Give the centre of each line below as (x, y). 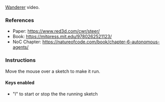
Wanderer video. (22, 7)
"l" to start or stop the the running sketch (55, 94)
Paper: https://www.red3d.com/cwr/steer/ (56, 31)
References (20, 20)
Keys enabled (20, 83)
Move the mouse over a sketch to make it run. (53, 71)
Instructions (21, 60)
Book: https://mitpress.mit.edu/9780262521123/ (62, 37)
